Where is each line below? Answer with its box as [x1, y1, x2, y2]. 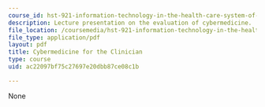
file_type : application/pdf [8, 33, 101, 42]
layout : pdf [8, 41, 47, 49]
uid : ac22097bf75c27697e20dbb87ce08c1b [8, 63, 140, 71]
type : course [8, 56, 51, 64]
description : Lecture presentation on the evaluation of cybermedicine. [8, 19, 252, 27]
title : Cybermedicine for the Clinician [8, 48, 144, 56]
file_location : [8, 26, 58, 34]
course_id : [8, 11, 44, 20]
